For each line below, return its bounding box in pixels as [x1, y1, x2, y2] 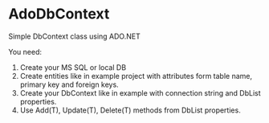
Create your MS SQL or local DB [19, 62, 127, 72]
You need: [8, 47, 43, 56]
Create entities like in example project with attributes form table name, [19, 71, 253, 80]
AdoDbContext [8, 5, 110, 23]
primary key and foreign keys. [19, 80, 119, 89]
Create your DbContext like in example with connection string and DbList [19, 88, 261, 97]
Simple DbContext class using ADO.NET [8, 31, 141, 41]
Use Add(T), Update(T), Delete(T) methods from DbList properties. [19, 105, 241, 115]
